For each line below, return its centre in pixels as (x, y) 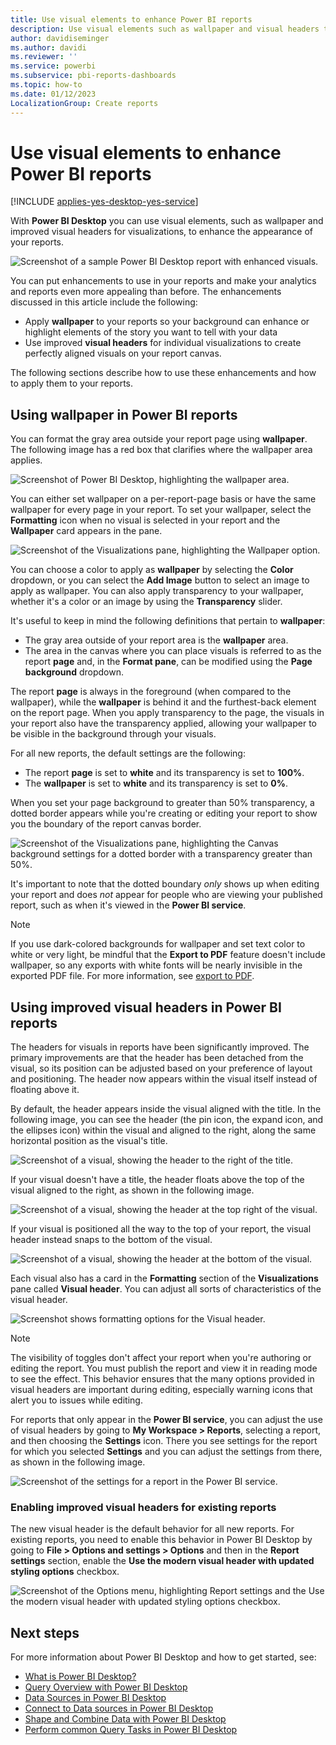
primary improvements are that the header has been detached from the (157, 1058)
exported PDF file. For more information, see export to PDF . (132, 976)
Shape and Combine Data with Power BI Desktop (125, 1719)
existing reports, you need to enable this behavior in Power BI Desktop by (161, 1540)
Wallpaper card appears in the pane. (86, 531)
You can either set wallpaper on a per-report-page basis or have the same (163, 499)
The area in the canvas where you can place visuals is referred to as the (173, 651)
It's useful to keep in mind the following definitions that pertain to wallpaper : (168, 621)
